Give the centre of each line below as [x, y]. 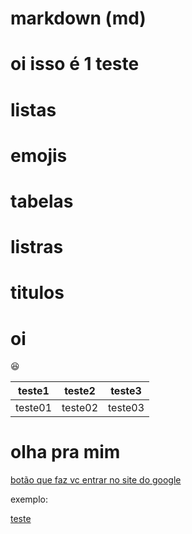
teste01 [34, 408]
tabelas [42, 201]
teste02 [80, 408]
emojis [39, 155]
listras [37, 247]
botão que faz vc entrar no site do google [96, 480]
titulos [37, 293]
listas [33, 109]
